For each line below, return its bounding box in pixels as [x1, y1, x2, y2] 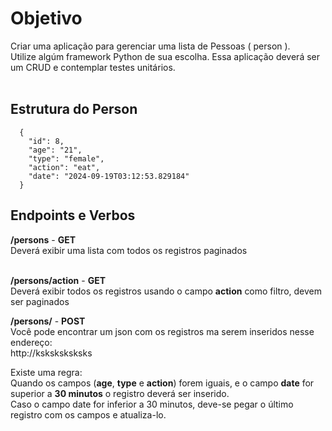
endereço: [10, 336, 53, 348]
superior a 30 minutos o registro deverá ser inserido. [10, 387, 230, 399]
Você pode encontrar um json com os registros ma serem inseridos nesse [10, 325, 315, 337]
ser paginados [10, 295, 70, 307]
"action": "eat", [28, 162, 101, 172]
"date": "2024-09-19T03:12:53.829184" [28, 171, 190, 181]
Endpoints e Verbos [10, 207, 136, 224]
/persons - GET [10, 233, 76, 246]
